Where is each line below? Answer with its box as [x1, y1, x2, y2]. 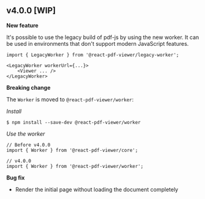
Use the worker [6, 130, 45, 137]
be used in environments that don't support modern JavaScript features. [6, 40, 189, 47]
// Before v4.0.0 [6, 142, 51, 148]
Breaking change [6, 84, 51, 91]
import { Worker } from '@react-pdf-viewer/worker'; [6, 163, 144, 169]
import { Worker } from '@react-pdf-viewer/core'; [6, 147, 138, 153]
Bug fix [6, 174, 25, 181]
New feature [6, 21, 39, 29]
